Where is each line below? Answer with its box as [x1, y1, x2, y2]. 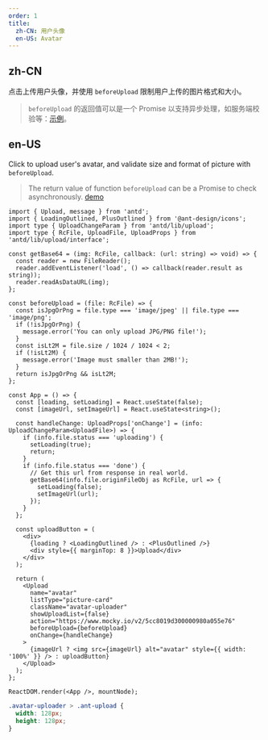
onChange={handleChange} [29, 631, 113, 639]
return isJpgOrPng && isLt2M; [15, 370, 117, 378]
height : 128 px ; [15, 717, 67, 725]
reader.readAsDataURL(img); [15, 278, 110, 286]
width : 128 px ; [15, 709, 63, 717]
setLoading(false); [37, 483, 103, 491]
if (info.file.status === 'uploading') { [23, 433, 163, 441]
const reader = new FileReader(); [15, 257, 131, 265]
